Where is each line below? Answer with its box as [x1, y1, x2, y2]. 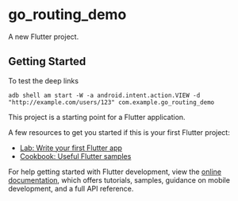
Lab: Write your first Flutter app [19, 143, 123, 153]
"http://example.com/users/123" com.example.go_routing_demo [8, 98, 215, 106]
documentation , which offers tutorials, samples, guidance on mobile [8, 175, 230, 184]
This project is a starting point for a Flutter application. [8, 112, 186, 122]
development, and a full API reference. [8, 184, 134, 193]
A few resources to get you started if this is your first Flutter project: [8, 127, 230, 137]
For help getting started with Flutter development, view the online [8, 167, 222, 176]
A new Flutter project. [8, 32, 79, 41]
